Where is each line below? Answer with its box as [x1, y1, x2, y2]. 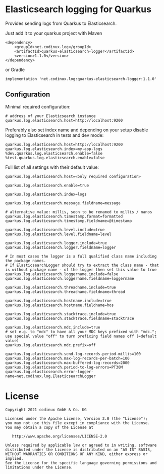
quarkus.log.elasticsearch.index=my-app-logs [5, 146, 102, 152]
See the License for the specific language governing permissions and [5, 460, 157, 465]
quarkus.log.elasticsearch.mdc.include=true [5, 324, 100, 330]
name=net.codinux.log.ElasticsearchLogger [5, 374, 96, 379]
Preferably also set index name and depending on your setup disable [5, 127, 148, 133]
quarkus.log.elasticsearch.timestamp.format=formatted [5, 214, 123, 219]
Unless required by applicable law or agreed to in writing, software [5, 443, 157, 448]
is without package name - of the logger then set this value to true [5, 267, 157, 272]
